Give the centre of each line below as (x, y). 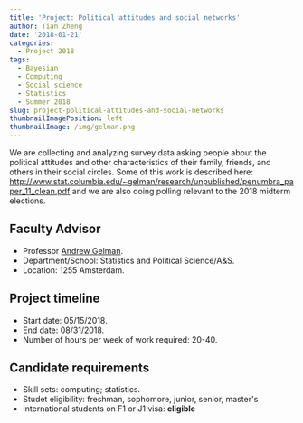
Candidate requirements (80, 368)
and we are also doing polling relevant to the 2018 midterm (181, 191)
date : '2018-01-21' (46, 34)
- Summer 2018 (44, 102)
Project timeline (55, 299)
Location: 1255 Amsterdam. (73, 270)
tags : (19, 60)
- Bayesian (38, 69)
